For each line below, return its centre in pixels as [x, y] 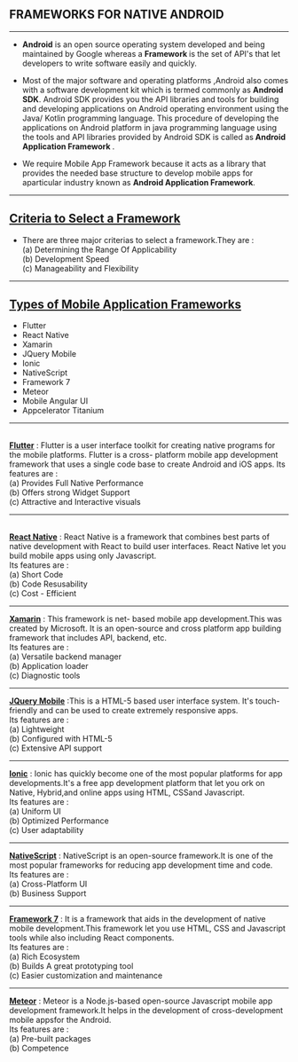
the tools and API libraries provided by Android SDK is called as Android [154, 137]
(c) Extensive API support [56, 748]
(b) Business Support [48, 893]
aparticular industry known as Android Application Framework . [138, 182]
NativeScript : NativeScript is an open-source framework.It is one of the [141, 856]
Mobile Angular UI [55, 401]
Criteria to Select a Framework [95, 219]
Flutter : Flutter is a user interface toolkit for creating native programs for [142, 445]
